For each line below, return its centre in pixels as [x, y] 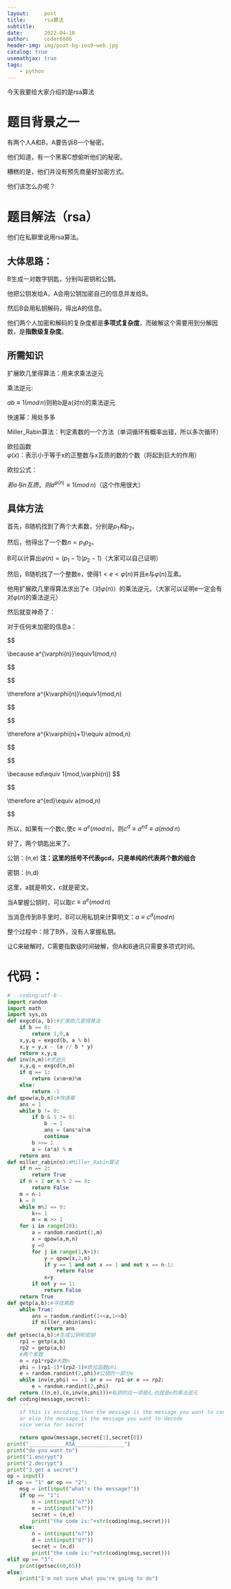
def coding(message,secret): [49, 1399]
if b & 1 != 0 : [54, 1117]
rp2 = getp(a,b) [43, 1348]
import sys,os [27, 1015]
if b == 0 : [35, 1028]
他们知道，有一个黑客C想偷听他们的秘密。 [67, 157]
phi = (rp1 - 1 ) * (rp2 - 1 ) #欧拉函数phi [68, 1367]
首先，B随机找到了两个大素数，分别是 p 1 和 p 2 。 [73, 527]
